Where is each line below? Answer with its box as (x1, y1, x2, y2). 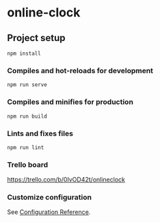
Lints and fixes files (7, 129, 74, 138)
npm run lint (7, 144, 44, 151)
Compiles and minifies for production (7, 97, 133, 107)
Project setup (7, 32, 66, 44)
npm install (7, 50, 41, 57)
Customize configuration (7, 193, 92, 202)
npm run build (7, 113, 48, 120)
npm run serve (7, 81, 48, 88)
